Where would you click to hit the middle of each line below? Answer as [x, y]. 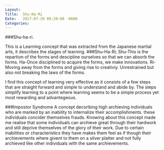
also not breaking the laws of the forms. [45, 73]
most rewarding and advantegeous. [41, 98]
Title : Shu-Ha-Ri [24, 14]
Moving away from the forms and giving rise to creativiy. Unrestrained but [80, 67]
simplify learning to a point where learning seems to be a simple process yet [82, 92]
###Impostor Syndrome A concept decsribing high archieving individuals [79, 107]
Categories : [17, 23]
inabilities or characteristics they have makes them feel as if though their [78, 133]
